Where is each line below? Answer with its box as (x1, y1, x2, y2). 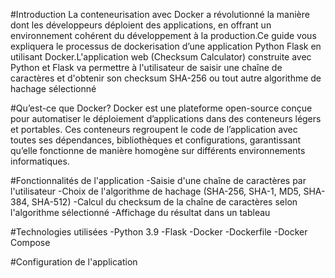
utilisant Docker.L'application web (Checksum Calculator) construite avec (10, 51, 312, 63)
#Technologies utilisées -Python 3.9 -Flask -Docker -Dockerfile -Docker (10, 226, 308, 238)
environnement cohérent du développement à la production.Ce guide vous (10, 30, 317, 41)
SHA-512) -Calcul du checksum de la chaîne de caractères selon (31, 196, 298, 208)
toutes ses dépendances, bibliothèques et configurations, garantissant (10, 134, 302, 146)
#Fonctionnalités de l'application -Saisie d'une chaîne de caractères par (10, 175, 307, 186)
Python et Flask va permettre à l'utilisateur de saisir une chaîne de (10, 62, 283, 73)
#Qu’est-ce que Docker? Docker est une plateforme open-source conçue (10, 102, 313, 114)
